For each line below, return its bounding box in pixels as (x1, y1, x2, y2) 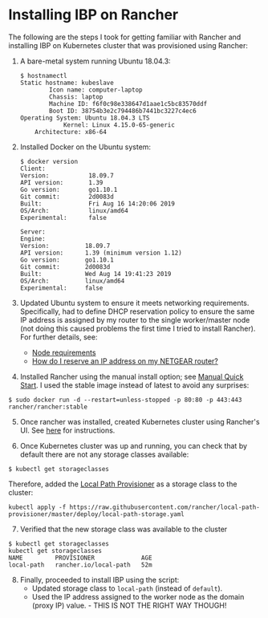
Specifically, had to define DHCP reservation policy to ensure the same (19, 307, 255, 316)
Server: (19, 227, 46, 236)
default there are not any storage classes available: (19, 449, 189, 459)
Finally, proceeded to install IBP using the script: (19, 575, 180, 584)
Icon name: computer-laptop (49, 86, 143, 94)
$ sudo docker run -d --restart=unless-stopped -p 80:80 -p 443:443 (8, 396, 242, 404)
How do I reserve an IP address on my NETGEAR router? (31, 356, 218, 366)
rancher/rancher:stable (8, 403, 88, 411)
